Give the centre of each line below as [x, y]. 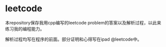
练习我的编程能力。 [25, 29]
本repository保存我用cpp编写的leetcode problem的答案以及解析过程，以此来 [83, 23]
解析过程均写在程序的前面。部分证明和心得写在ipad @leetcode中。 [74, 39]
